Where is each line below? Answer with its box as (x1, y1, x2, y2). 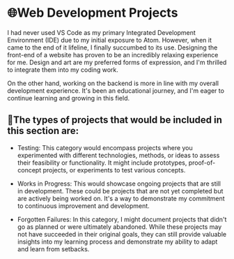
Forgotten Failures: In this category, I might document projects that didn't (17, 215, 227, 223)
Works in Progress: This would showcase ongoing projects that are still (17, 179, 221, 188)
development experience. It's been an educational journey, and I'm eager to (7, 86, 225, 95)
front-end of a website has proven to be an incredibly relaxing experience (7, 50, 219, 59)
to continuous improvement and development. (17, 201, 150, 210)
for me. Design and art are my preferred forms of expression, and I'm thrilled (7, 58, 227, 66)
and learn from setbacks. (17, 244, 90, 253)
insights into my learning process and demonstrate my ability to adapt (17, 237, 218, 246)
